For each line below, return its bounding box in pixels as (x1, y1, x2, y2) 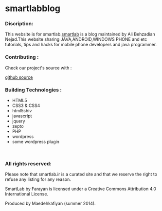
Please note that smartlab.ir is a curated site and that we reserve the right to (5, 171, 157, 177)
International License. (5, 191, 49, 197)
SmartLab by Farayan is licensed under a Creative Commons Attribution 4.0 (5, 186, 157, 192)
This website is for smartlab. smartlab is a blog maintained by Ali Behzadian (5, 31, 155, 37)
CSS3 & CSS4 (12, 103, 40, 108)
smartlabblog (5, 3, 61, 14)
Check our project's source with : (5, 65, 72, 70)
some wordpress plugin (12, 139, 60, 145)
